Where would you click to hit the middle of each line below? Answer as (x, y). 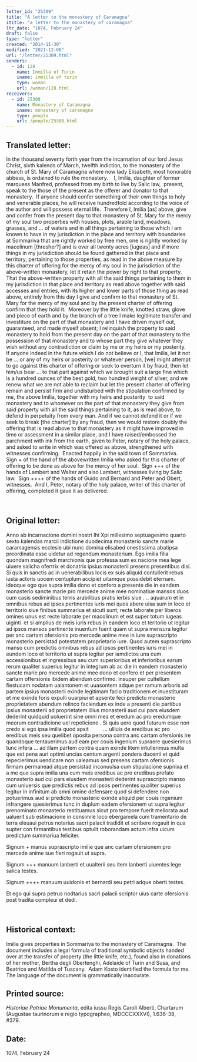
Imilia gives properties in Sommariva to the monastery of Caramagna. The (96, 944)
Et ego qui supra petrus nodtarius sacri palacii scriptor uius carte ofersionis (97, 894)
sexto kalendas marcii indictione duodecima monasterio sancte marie (90, 541)
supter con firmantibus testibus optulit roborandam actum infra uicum (91, 829)
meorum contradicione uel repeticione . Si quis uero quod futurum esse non (98, 723)
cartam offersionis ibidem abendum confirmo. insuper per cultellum (88, 679)
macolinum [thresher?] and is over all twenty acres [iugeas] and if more (93, 247)
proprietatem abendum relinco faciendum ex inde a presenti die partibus (94, 704)
